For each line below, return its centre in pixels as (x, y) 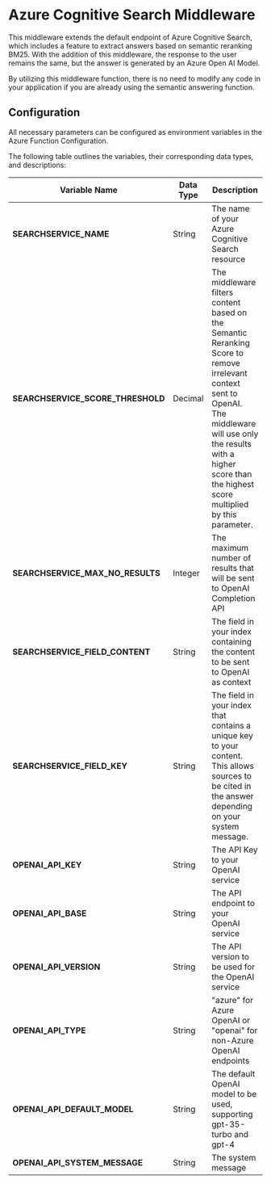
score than (232, 474)
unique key (233, 735)
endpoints (231, 1060)
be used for (233, 967)
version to (231, 956)
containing (231, 641)
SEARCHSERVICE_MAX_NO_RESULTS (86, 573)
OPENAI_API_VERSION (56, 967)
